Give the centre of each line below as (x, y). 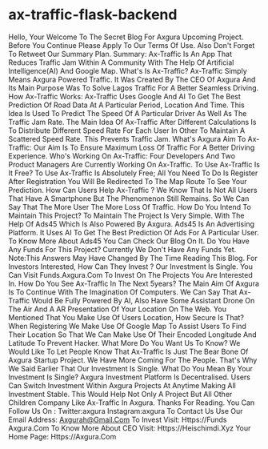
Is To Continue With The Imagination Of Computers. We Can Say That (123, 292)
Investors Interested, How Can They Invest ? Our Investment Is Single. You (131, 267)
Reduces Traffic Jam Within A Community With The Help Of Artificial (121, 62)
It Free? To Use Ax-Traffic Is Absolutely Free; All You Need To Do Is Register (133, 173)
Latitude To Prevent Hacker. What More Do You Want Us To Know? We (124, 343)
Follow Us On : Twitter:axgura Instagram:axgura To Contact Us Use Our (126, 411)
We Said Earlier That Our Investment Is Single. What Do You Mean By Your (131, 368)
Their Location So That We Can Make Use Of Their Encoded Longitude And (133, 335)
